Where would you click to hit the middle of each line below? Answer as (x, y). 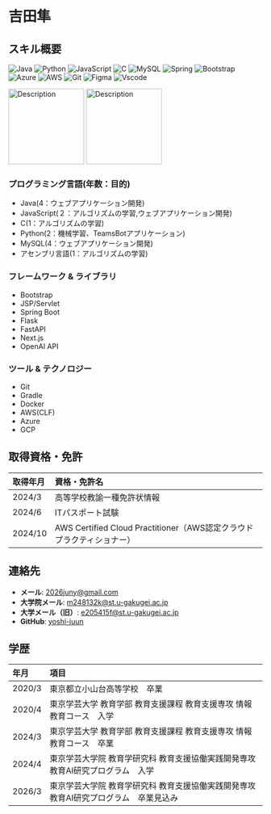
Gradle (31, 395)
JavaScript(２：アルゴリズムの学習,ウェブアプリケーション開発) (126, 213)
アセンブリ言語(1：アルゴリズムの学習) (84, 254)
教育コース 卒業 (82, 744)
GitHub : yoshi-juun (52, 621)
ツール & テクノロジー (50, 368)
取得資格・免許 (46, 457)
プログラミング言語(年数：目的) (69, 184)
